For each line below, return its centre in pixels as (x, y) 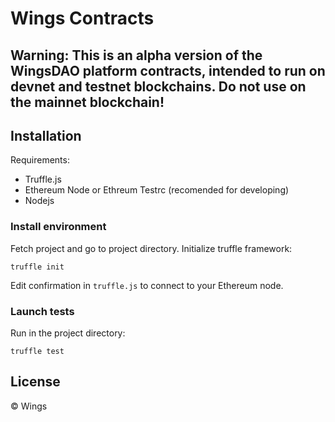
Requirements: (40, 160)
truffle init (37, 267)
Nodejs (39, 201)
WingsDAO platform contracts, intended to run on (168, 70)
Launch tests (42, 311)
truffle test (37, 351)
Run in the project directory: (68, 333)
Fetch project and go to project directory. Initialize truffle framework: (151, 248)
